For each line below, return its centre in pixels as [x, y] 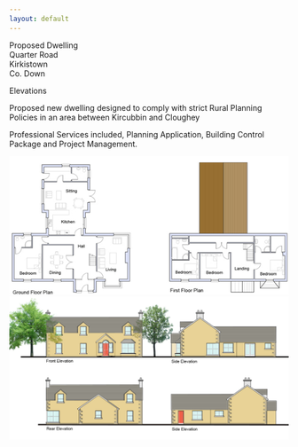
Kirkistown [29, 64]
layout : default [39, 19]
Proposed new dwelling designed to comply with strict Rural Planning [136, 107]
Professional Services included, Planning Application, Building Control [137, 134]
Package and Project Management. [73, 144]
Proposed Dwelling [43, 45]
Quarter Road [34, 54]
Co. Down [27, 73]
